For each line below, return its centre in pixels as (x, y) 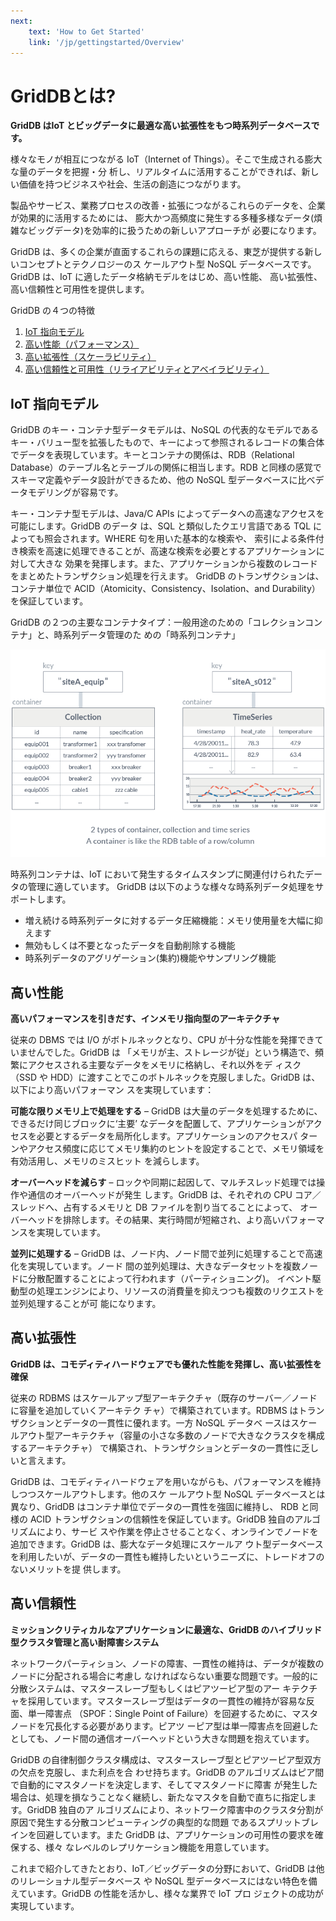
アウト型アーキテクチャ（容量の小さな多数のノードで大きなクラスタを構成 (171, 1435)
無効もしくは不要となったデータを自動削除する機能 (130, 946)
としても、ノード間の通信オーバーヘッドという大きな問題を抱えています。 (162, 1738)
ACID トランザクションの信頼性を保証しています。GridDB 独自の (162, 1519)
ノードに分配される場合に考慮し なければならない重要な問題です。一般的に (164, 1676)
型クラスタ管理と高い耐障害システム (85, 1642)
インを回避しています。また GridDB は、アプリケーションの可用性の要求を (162, 1834)
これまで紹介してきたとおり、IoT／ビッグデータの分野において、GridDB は (163, 1868)
